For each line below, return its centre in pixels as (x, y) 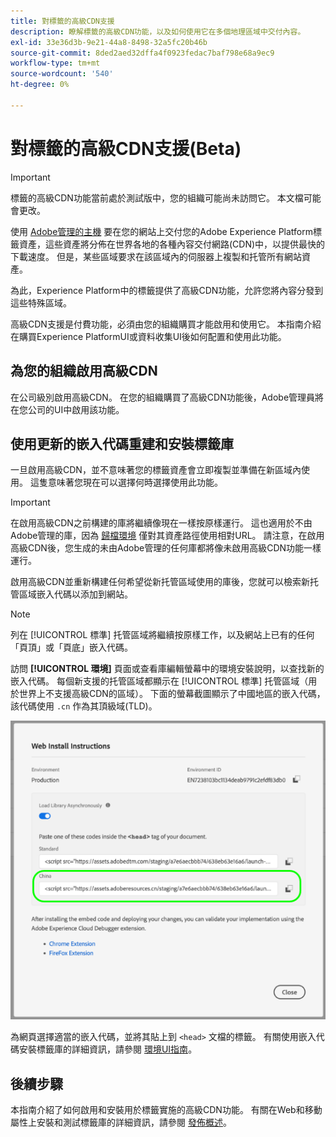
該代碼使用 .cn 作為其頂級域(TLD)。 (84, 706)
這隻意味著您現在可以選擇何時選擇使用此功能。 (126, 482)
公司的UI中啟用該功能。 (76, 409)
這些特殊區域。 (41, 302)
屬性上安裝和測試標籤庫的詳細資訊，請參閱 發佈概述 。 (121, 1122)
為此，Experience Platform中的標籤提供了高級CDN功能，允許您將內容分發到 (167, 290)
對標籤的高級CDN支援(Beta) (126, 148)
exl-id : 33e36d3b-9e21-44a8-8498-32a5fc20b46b (109, 42)
